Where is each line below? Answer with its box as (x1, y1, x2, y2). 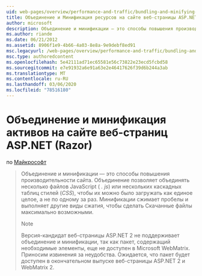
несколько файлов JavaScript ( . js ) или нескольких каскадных (20, 183, 182, 190)
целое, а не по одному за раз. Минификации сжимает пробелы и (20, 195, 189, 203)
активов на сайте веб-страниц (6, 126, 168, 140)
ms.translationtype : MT (6, 70, 66, 76)
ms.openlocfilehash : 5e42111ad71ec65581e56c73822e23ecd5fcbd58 (6, 59, 168, 65)
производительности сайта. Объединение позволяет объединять (20, 176, 190, 183)
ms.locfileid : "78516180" (6, 87, 71, 93)
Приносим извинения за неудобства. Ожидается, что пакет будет (20, 251, 191, 258)
